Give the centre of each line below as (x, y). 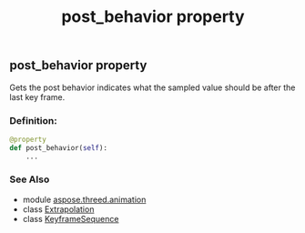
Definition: (33, 120)
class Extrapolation (58, 209)
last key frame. (37, 96)
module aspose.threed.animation (84, 199)
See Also (30, 179)
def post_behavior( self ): (58, 147)
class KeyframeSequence (71, 218)
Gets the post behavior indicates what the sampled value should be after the (152, 87)
